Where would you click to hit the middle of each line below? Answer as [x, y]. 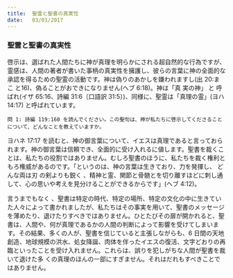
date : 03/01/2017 [35, 20]
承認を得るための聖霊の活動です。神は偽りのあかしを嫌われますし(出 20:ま [114, 79]
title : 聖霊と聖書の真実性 [43, 13]
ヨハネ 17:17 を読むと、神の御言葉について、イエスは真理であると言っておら [115, 140]
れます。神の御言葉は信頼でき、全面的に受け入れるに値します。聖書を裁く [113, 149]
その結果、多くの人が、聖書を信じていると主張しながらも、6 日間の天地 [121, 233]
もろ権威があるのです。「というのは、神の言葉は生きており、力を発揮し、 [112, 166]
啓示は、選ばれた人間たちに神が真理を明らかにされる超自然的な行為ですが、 [116, 62]
